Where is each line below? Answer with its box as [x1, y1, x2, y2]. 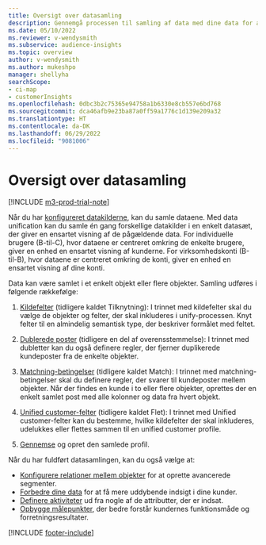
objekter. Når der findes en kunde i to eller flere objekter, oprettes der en [19, 384, 257, 393]
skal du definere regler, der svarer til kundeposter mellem [58, 375, 245, 385]
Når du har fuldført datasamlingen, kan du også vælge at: [8, 455, 196, 465]
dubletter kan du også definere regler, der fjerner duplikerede [19, 343, 220, 353]
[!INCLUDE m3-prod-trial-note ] [8, 198, 110, 207]
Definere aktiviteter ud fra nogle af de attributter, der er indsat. [19, 496, 224, 505]
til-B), [8, 255, 27, 264]
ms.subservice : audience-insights [8, 41, 123, 49]
